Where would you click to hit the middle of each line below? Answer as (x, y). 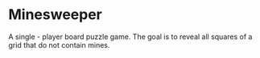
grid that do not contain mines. (59, 44)
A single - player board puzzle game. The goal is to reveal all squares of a (130, 37)
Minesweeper (55, 15)
